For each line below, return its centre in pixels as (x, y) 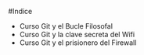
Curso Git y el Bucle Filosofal (66, 26)
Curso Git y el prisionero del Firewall (78, 43)
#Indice (20, 11)
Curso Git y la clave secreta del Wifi (77, 34)
